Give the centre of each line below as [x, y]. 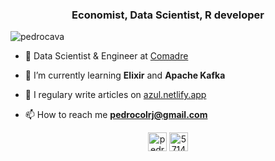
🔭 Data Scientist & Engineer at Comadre [106, 56]
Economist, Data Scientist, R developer [168, 15]
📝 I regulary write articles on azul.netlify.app [115, 95]
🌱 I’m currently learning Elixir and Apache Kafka [125, 75]
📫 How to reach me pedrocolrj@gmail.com [116, 115]
